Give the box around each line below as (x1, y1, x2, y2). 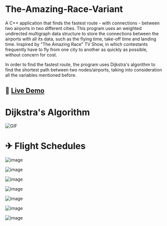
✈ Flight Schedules (5, 141, 86, 152)
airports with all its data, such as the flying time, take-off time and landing (5, 36, 157, 42)
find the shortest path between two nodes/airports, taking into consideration (5, 66, 162, 73)
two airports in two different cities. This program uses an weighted (5, 25, 142, 31)
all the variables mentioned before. (5, 72, 77, 78)
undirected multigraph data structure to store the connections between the (5, 30, 159, 36)
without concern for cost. (5, 51, 57, 58)
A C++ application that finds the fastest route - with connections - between (5, 20, 160, 26)
